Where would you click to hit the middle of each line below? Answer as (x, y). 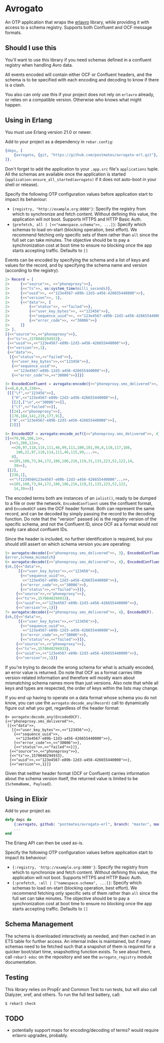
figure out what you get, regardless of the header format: (62, 708)
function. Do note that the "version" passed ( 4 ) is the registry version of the (81, 519)
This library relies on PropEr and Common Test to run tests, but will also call (81, 989)
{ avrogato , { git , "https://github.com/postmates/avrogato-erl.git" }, (86, 155)
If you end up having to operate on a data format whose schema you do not (81, 697)
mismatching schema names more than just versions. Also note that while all (82, 683)
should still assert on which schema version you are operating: (68, 544)
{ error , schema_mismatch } (30, 558)
